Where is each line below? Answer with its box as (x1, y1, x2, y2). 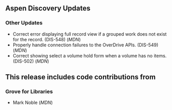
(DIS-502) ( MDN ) (12, 58, 50, 64)
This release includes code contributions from (5, 73, 156, 81)
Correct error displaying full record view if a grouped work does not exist (12, 31, 167, 37)
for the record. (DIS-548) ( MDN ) (12, 36, 81, 42)
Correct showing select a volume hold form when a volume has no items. (12, 52, 167, 59)
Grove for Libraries (5, 88, 53, 95)
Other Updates (5, 19, 42, 26)
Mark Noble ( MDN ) (12, 99, 53, 106)
